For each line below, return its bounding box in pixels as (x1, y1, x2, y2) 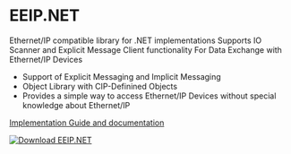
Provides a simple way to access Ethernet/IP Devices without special (21, 90, 277, 101)
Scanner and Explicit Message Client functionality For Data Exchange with (9, 44, 282, 55)
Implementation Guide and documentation (9, 117, 165, 128)
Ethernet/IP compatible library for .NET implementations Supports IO (9, 35, 262, 46)
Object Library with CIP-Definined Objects (21, 81, 177, 91)
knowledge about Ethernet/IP (21, 99, 131, 110)
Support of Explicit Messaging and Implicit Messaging (21, 71, 221, 81)
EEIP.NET (9, 5, 81, 26)
